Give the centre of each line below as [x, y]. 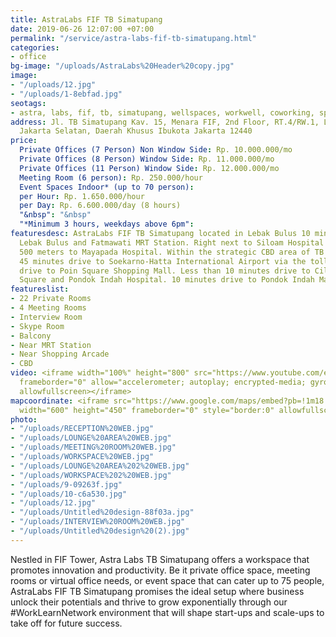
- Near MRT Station [51, 345]
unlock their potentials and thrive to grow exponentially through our [149, 602]
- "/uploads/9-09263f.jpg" [66, 484]
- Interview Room [46, 317]
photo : [24, 419]
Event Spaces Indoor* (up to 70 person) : [107, 187]
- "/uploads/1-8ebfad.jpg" [66, 94]
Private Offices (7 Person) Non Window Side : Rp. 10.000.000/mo [156, 150]
